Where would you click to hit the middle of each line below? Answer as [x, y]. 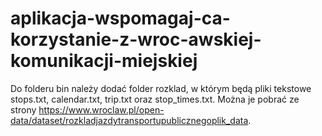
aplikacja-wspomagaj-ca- [120, 18]
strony [23, 109]
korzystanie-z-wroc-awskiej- [136, 39]
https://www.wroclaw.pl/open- [101, 109]
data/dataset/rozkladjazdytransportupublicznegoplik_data [129, 120]
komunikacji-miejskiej [104, 61]
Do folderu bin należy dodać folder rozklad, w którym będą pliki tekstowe [161, 88]
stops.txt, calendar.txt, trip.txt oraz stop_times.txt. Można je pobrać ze [155, 99]
